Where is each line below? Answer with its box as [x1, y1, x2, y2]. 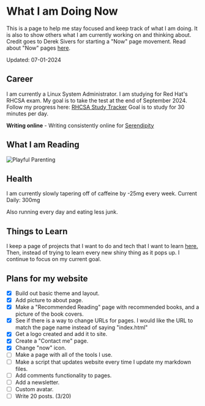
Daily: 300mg [6, 197, 40, 204]
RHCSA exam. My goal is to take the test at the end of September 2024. [6, 96, 188, 104]
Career [6, 74, 34, 84]
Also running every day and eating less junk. [6, 208, 118, 216]
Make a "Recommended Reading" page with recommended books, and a [15, 303, 199, 311]
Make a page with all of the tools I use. [15, 351, 113, 359]
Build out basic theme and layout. [15, 290, 100, 297]
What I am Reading [6, 139, 80, 150]
